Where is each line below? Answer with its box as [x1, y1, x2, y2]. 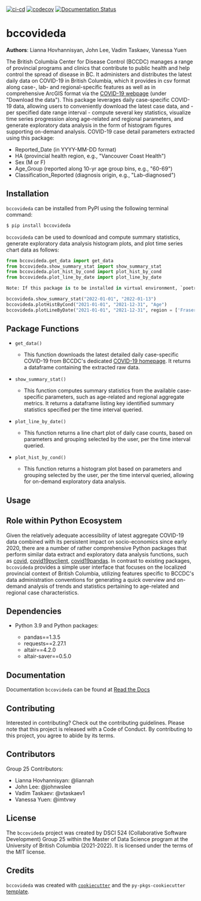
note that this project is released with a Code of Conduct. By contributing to [6, 726, 193, 733]
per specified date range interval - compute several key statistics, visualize [6, 108, 191, 116]
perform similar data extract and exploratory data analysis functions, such [6, 551, 188, 558]
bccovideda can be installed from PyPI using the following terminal [6, 204, 169, 212]
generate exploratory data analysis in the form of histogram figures [6, 122, 172, 129]
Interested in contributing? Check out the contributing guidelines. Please [6, 719, 185, 727]
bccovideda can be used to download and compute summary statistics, [6, 233, 181, 241]
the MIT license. [6, 848, 46, 856]
